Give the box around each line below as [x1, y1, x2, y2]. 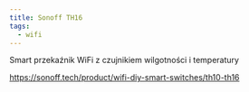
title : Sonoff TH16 [9, 13, 83, 23]
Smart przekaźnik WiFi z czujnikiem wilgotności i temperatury [9, 55, 240, 66]
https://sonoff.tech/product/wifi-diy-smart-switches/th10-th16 [9, 72, 240, 83]
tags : [9, 22, 30, 31]
